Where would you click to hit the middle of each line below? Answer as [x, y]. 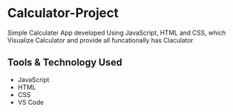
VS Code [31, 102]
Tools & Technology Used [65, 63]
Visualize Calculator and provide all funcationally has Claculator [101, 40]
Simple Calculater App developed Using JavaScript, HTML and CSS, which [116, 33]
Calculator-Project [63, 13]
